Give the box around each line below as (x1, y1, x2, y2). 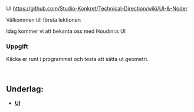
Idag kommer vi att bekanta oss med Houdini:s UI (6, 28, 126, 35)
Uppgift (6, 42, 28, 50)
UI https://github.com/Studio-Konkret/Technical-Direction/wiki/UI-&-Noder (6, 5, 188, 12)
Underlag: (6, 84, 44, 94)
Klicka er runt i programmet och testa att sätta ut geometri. (6, 56, 149, 63)
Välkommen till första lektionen (6, 16, 81, 23)
